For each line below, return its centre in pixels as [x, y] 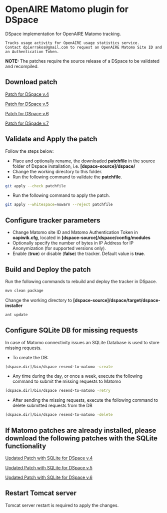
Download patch [31, 82]
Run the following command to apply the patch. [61, 195]
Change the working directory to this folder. [57, 171]
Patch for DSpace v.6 [27, 113]
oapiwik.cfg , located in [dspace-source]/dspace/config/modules [81, 238]
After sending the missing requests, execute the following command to [85, 400]
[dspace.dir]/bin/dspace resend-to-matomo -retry [58, 391]
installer [14, 305]
